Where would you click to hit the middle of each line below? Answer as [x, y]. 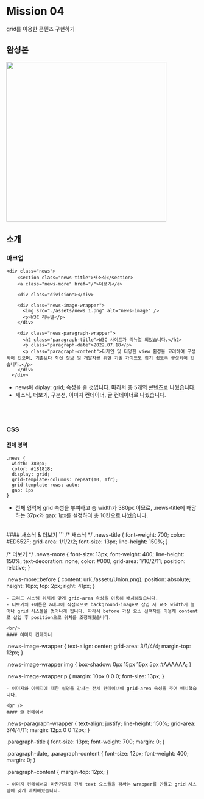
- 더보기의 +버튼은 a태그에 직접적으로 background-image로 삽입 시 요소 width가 [97, 604]
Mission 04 [35, 11]
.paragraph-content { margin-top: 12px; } [58, 772]
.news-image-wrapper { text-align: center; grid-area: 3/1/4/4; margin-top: [99, 646]
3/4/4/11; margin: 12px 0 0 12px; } [48, 729]
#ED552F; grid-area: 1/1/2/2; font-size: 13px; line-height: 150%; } [87, 542]
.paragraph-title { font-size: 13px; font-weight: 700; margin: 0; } [86, 742]
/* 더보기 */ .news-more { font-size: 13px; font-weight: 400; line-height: [95, 554]
